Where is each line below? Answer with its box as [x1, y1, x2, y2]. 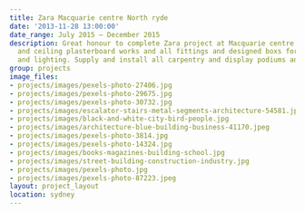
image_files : [9, 73, 59, 82]
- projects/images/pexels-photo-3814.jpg [9, 131, 169, 140]
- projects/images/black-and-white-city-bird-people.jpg [9, 114, 230, 123]
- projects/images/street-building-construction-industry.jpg [9, 156, 250, 166]
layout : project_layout [9, 182, 100, 191]
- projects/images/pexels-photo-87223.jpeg [9, 173, 177, 182]
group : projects [9, 64, 71, 73]
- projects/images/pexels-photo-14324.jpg [9, 140, 172, 149]
